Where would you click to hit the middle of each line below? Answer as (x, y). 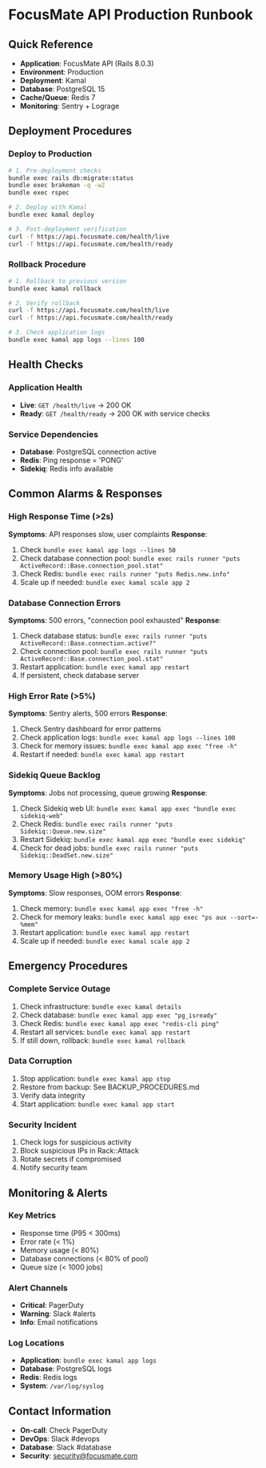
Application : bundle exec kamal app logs (88, 1360)
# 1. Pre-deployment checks (55, 170)
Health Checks (46, 365)
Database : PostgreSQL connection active (88, 451)
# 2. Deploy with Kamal (48, 207)
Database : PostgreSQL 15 (62, 89)
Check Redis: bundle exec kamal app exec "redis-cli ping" (119, 1023)
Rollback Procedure (47, 264)
